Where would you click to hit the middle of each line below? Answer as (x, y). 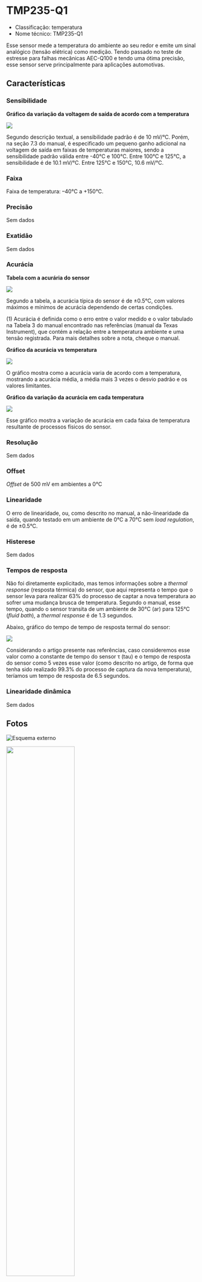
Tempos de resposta (37, 570)
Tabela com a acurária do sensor (48, 278)
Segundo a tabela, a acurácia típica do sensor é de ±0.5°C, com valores (96, 301)
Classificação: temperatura (49, 27)
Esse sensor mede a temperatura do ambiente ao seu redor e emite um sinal (101, 45)
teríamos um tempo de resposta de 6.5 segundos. (68, 676)
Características (36, 84)
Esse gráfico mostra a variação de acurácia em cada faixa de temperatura (98, 420)
